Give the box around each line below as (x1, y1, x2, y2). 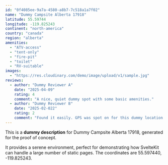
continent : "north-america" (5, 26, 64, 31)
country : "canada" (5, 31, 44, 36)
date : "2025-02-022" (14, 106, 57, 111)
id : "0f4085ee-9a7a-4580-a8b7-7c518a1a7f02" (5, 7, 100, 13)
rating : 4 (14, 92, 35, 97)
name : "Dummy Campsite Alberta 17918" (5, 12, 87, 17)
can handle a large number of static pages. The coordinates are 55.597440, (5, 149, 162, 155)
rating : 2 (14, 111, 35, 116)
